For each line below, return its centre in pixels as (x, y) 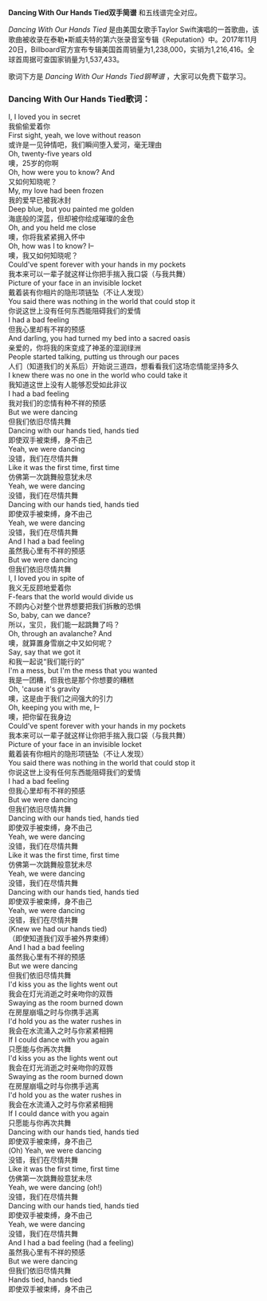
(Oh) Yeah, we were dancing (55, 1151)
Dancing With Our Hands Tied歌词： (79, 99)
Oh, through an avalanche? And (60, 634)
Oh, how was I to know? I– (51, 246)
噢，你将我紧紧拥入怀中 (47, 237)
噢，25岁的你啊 (33, 164)
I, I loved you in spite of (47, 579)
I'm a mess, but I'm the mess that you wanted (83, 670)
